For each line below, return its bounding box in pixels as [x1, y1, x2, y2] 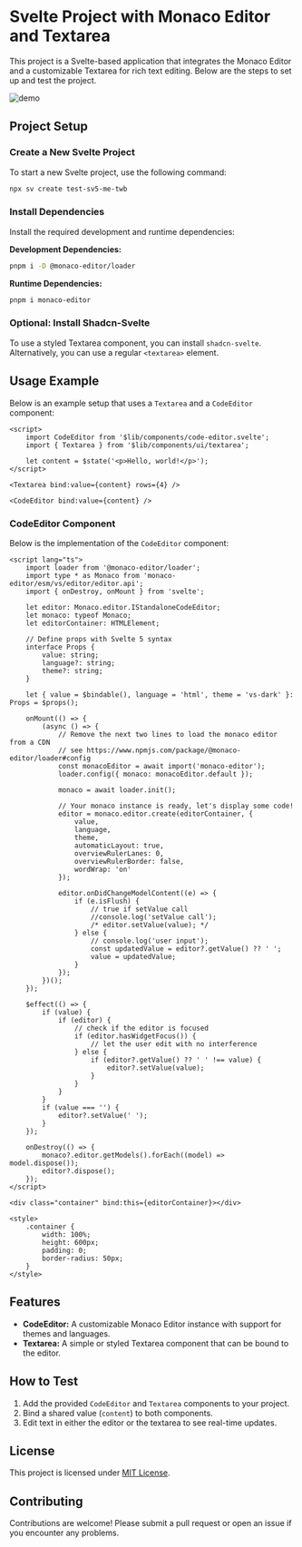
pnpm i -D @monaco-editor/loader [9, 261, 136, 270]
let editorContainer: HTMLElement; [25, 619, 161, 628]
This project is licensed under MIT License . [9, 1467, 170, 1478]
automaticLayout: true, [73, 841, 165, 850]
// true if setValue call [90, 905, 189, 914]
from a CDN [9, 738, 51, 747]
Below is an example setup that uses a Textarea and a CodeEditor [9, 397, 254, 408]
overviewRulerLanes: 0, [73, 848, 165, 858]
